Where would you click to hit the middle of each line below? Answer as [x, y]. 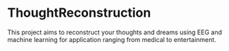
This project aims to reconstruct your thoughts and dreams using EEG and [115, 32]
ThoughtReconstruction [79, 13]
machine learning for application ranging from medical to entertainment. [112, 39]
